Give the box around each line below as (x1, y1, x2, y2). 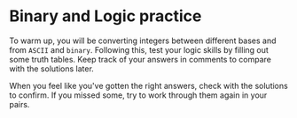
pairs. (9, 99, 30, 109)
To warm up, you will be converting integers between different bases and (9, 35, 277, 46)
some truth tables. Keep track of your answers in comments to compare (9, 54, 272, 64)
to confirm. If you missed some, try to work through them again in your (9, 90, 268, 100)
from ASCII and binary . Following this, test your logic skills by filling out (9, 44, 269, 55)
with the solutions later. (9, 63, 95, 74)
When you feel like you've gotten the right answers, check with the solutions (9, 80, 288, 91)
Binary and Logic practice (9, 6, 202, 26)
